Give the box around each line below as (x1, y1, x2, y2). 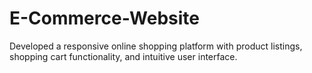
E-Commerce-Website (9, 7, 201, 30)
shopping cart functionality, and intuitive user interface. (9, 50, 238, 62)
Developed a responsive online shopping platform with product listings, (9, 40, 303, 52)
